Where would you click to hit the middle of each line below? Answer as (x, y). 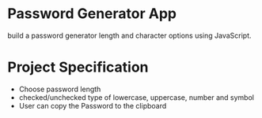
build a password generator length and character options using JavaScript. (129, 35)
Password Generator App (92, 14)
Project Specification (78, 67)
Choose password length (60, 89)
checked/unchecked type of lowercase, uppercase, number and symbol (137, 97)
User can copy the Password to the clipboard (93, 105)
